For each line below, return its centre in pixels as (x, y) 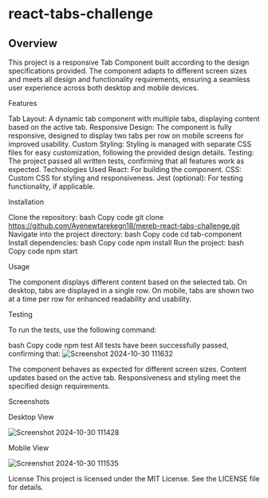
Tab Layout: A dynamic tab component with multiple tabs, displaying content (134, 119)
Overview (33, 43)
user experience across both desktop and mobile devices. (104, 88)
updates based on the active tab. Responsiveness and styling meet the (124, 378)
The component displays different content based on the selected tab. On (128, 282)
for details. (26, 487)
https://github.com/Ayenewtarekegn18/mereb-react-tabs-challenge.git (124, 225)
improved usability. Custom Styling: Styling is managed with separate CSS (130, 144)
